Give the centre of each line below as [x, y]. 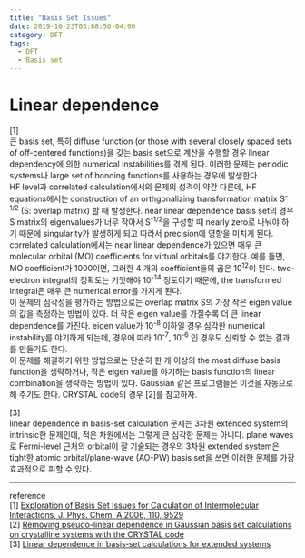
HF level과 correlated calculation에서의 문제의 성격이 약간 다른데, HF [133, 187]
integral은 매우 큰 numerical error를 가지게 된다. [96, 291]
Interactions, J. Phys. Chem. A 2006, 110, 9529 [97, 514]
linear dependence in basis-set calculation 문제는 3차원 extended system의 [149, 423]
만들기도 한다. [43, 349]
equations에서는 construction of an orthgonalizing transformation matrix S [148, 198]
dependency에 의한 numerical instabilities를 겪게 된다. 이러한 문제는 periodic [149, 164]
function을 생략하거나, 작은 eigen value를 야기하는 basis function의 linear [142, 371]
